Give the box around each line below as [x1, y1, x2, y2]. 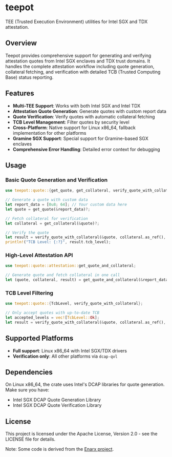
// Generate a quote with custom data [5, 197, 88, 202]
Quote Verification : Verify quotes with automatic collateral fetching [12, 113, 155, 119]
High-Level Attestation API [5, 252, 73, 259]
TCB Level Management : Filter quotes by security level [12, 119, 130, 125]
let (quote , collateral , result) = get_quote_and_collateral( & [5, 277, 143, 283]
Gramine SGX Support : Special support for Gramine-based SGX [12, 135, 148, 141]
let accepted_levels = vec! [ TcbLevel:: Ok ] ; [5, 315, 100, 320]
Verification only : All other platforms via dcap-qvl [12, 353, 118, 359]
